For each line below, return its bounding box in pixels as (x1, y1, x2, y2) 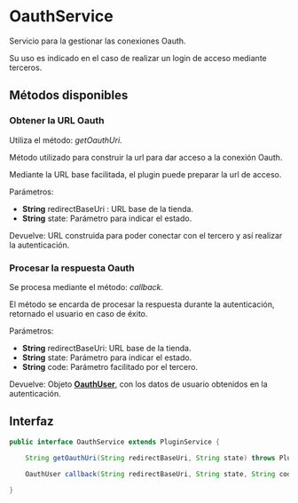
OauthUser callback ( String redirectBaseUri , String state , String (25, 470, 276, 479)
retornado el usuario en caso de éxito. (9, 308, 148, 318)
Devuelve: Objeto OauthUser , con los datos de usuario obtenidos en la (9, 379, 268, 389)
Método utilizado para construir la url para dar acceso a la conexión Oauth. (9, 152, 283, 162)
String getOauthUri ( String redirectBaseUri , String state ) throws (25, 454, 276, 463)
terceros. (9, 62, 43, 73)
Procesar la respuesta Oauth (9, 262, 135, 274)
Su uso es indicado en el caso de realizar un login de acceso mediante (9, 52, 268, 63)
